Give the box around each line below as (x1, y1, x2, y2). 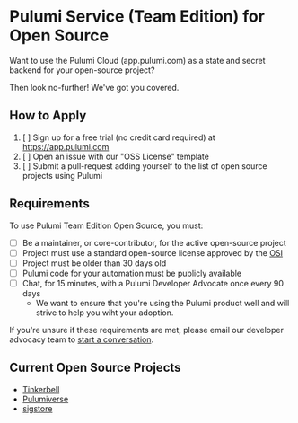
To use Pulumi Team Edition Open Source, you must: (9, 220, 204, 231)
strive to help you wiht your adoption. (35, 307, 174, 318)
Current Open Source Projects (9, 360, 181, 375)
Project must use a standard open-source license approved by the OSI (22, 247, 284, 258)
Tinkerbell (22, 383, 60, 394)
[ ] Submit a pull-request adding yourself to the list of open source (22, 160, 267, 172)
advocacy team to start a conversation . (9, 334, 154, 345)
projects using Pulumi (22, 170, 103, 181)
